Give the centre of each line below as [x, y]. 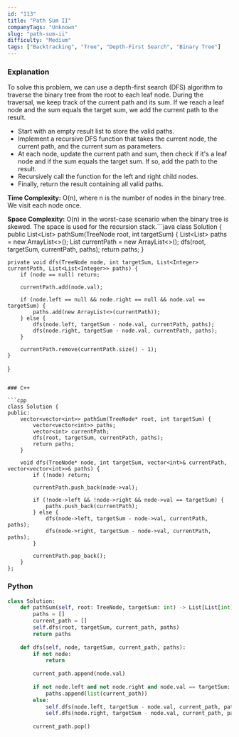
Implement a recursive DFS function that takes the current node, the [117, 139]
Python [20, 586]
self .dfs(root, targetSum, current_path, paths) [106, 628]
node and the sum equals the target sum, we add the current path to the [113, 110]
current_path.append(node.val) [79, 674]
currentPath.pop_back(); [70, 556]
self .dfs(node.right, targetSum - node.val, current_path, [134, 714]
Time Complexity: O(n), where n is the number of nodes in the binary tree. [117, 198]
